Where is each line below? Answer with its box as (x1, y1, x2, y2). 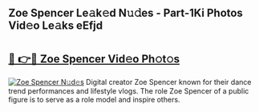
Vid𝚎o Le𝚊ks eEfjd (8, 19, 103, 33)
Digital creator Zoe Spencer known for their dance (85, 78, 252, 86)
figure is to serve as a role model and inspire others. (8, 95, 180, 104)
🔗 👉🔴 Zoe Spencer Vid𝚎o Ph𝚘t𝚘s (8, 52, 180, 66)
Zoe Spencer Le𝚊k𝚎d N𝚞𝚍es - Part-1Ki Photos (8, 6, 243, 20)
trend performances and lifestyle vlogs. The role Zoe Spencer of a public (8, 86, 249, 95)
